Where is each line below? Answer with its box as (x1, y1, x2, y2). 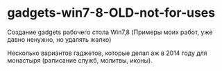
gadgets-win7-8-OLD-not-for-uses (7, 5, 216, 21)
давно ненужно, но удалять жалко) (7, 35, 112, 43)
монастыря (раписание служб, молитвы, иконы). (7, 56, 153, 64)
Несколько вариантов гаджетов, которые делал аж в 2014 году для (7, 49, 207, 57)
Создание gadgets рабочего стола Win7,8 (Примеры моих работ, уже (7, 28, 213, 36)
